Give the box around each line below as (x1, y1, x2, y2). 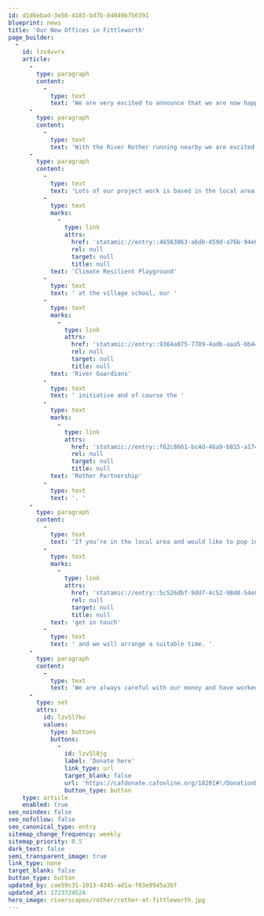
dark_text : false (8, 844, 65, 853)
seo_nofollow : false (8, 815, 76, 824)
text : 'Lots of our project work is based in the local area (49, 186, 255, 195)
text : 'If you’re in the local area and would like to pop (49, 538, 247, 546)
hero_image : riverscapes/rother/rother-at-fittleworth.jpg (8, 896, 206, 904)
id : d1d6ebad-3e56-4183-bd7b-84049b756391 (8, 11, 149, 20)
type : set (36, 699, 68, 707)
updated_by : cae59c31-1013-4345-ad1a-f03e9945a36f (8, 881, 178, 889)
